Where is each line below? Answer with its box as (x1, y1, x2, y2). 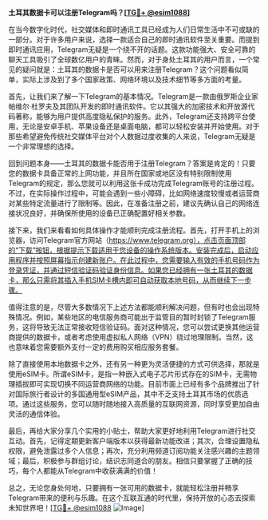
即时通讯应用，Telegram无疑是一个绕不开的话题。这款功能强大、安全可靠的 (8, 45, 256, 54)
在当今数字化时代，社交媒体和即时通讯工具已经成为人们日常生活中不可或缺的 (8, 25, 260, 34)
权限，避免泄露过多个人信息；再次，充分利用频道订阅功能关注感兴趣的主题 (8, 447, 253, 455)
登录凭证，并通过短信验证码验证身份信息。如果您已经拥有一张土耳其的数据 (8, 265, 253, 275)
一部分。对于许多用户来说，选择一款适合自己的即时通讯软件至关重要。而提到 (8, 35, 260, 44)
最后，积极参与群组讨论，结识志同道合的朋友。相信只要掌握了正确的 (22, 456, 246, 466)
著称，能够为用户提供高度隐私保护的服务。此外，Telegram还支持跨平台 (14, 112, 249, 121)
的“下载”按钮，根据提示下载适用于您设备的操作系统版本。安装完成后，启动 (8, 245, 253, 255)
